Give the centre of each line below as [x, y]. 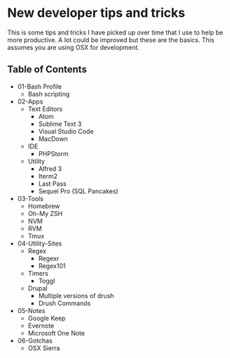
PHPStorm [53, 153]
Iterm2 [48, 176]
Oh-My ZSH [45, 213]
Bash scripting [49, 94]
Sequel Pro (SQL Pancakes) [78, 191]
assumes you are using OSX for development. [74, 47]
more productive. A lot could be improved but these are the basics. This [111, 39]
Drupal [38, 288]
